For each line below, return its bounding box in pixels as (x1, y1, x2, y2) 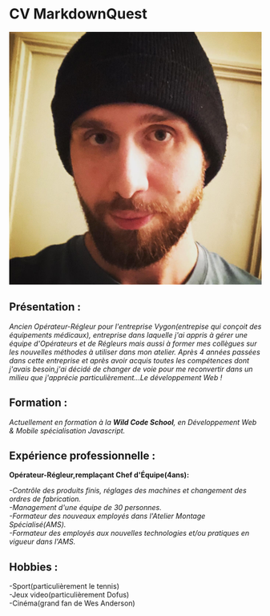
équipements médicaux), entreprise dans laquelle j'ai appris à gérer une (9, 330, 248, 339)
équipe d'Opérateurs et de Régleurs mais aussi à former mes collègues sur (9, 338, 257, 348)
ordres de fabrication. (9, 494, 82, 504)
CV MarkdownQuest (9, 5, 147, 23)
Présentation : (9, 300, 81, 314)
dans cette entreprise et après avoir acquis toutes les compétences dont (9, 355, 250, 365)
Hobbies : (9, 560, 58, 573)
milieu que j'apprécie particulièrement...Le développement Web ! (9, 372, 223, 382)
